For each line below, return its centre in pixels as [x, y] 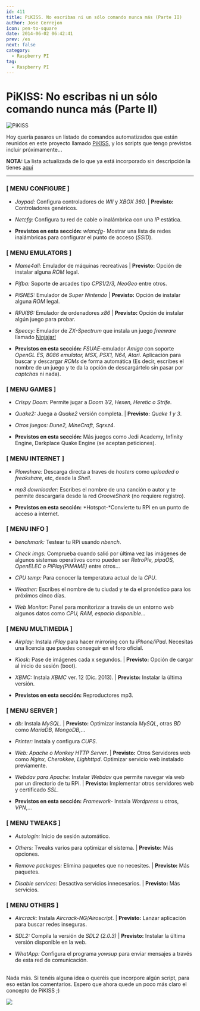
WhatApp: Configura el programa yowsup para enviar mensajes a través [103, 953]
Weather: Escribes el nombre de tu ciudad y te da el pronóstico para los [103, 589]
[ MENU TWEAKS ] [33, 823]
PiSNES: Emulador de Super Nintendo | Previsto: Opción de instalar [98, 295]
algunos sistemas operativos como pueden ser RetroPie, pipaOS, [94, 559]
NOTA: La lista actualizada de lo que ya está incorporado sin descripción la [99, 161]
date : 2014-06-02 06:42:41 [40, 34]
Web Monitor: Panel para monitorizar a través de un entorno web [94, 607]
